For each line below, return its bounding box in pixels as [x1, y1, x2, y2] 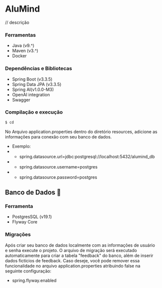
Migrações [5, 231, 31, 238]
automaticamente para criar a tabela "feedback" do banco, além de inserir [5, 253, 154, 258]
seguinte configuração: [5, 268, 52, 274]
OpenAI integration [12, 91, 50, 98]
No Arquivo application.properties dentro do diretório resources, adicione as [5, 129, 158, 135]
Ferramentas [5, 32, 36, 38]
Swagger [12, 97, 31, 102]
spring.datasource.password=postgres [19, 174, 97, 180]
